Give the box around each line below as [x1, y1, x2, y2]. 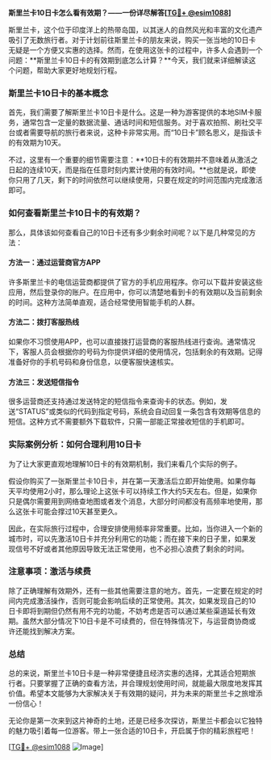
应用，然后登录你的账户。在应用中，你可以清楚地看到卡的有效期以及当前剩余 [8, 287, 263, 297]
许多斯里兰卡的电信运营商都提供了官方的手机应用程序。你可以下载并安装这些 [8, 277, 263, 286]
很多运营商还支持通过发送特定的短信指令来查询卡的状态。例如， [8, 396, 220, 407]
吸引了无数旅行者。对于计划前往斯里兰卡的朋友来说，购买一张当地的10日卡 [8, 36, 256, 44]
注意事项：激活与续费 [8, 566, 91, 577]
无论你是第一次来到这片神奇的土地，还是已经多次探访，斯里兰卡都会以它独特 [8, 716, 263, 726]
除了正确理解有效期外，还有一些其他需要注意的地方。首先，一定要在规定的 [8, 585, 256, 595]
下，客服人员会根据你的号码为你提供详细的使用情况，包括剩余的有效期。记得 [8, 347, 263, 357]
